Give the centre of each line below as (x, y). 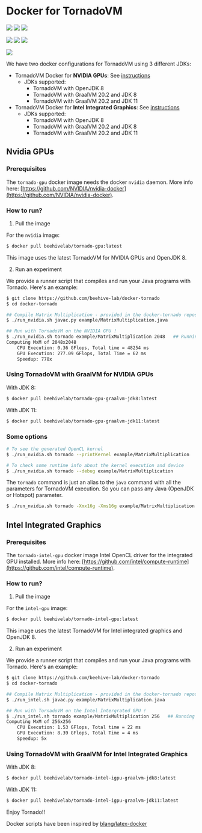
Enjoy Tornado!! (26, 812)
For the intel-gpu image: (37, 608)
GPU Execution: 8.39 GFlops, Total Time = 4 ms (78, 733)
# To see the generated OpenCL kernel (55, 449)
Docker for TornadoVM (65, 11)
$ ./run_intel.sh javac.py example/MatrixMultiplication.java (86, 700)
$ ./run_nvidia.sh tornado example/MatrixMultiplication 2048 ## (93, 337)
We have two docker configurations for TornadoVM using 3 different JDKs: (99, 64)
